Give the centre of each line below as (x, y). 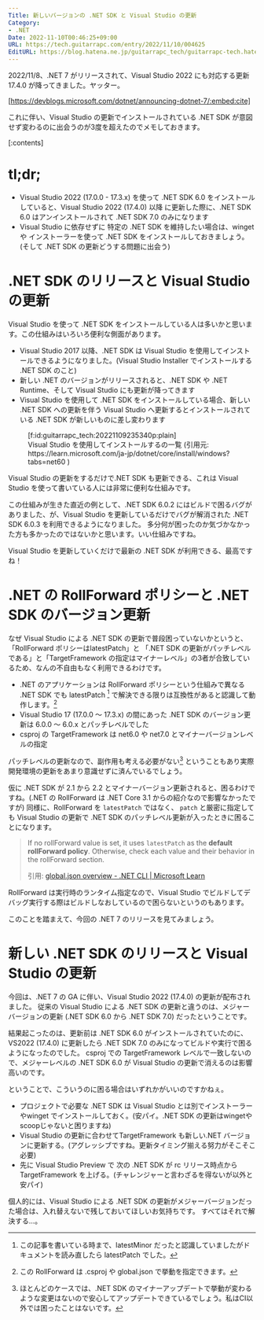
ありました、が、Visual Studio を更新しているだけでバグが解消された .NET (128, 514)
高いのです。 (29, 1072)
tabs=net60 (47, 462)
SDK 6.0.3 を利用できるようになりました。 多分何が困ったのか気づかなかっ (129, 524)
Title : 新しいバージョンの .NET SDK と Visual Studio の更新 (103, 15)
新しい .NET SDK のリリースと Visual (128, 953)
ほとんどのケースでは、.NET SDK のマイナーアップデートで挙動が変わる (136, 1288)
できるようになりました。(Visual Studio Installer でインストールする (143, 360)
